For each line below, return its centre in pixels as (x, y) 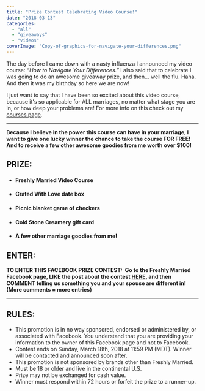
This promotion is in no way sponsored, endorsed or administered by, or (106, 329)
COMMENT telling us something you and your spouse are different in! (96, 283)
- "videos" (26, 40)
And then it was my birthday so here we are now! (68, 83)
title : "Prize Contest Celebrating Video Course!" (72, 12)
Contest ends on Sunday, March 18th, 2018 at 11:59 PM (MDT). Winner (103, 349)
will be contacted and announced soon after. (71, 355)
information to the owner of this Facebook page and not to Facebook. (103, 342)
